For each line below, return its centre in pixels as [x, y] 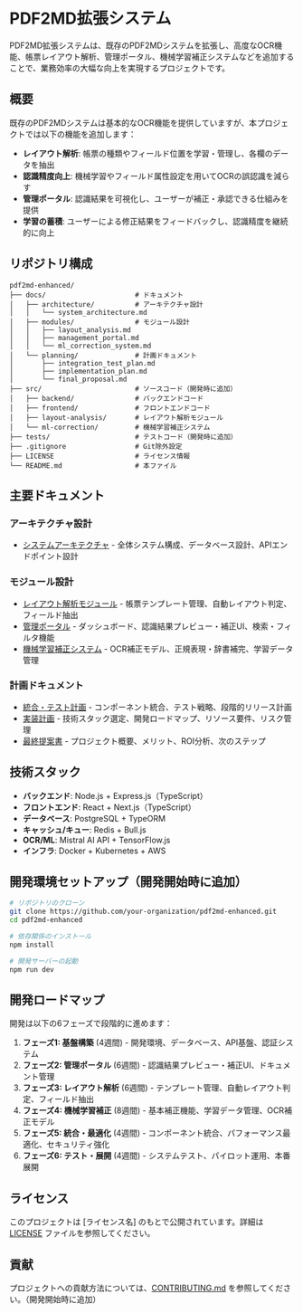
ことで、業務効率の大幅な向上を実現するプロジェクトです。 [120, 68]
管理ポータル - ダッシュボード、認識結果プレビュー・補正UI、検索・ [149, 626]
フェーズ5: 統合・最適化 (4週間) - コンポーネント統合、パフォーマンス [152, 1133]
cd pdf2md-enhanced [46, 920]
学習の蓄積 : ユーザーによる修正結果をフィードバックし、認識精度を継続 [155, 221]
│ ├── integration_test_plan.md [82, 363]
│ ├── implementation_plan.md [78, 371]
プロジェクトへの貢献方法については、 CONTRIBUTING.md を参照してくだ [146, 1288]
